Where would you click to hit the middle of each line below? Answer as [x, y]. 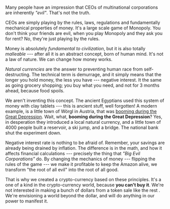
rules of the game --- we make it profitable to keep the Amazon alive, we [81, 164]
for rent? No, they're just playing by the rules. [53, 39]
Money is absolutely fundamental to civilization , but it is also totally [75, 48]
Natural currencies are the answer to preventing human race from [74, 69]
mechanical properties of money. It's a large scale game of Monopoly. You [83, 28]
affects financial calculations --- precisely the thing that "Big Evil [73, 153]
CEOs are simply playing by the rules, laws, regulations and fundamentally [83, 23]
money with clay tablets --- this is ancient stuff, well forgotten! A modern [81, 106]
